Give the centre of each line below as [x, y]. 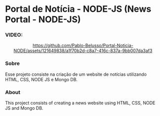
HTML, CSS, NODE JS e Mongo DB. [41, 79]
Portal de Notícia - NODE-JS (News [78, 9]
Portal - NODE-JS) [43, 19]
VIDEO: [14, 35]
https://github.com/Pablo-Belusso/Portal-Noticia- [83, 46]
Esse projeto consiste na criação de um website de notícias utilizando [76, 74]
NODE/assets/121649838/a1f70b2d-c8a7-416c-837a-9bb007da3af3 [83, 51]
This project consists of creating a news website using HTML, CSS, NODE [80, 103]
